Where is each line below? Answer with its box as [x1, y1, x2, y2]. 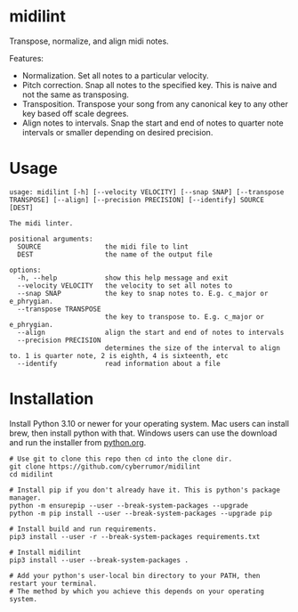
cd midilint [9, 469, 53, 478]
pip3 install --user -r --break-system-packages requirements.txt [9, 532, 261, 541]
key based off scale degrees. [21, 108, 129, 118]
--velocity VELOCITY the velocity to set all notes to [17, 281, 233, 290]
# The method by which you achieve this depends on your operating [9, 586, 265, 596]
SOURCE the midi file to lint [17, 242, 189, 251]
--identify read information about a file [17, 359, 221, 368]
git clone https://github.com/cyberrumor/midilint [9, 461, 201, 471]
